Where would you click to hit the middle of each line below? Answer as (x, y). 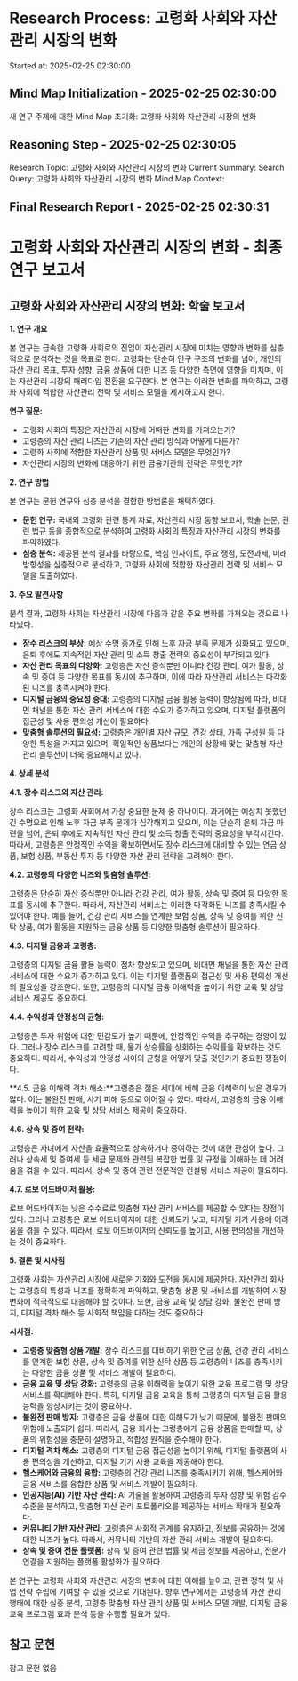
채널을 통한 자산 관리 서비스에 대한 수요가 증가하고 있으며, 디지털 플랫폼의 (159, 710)
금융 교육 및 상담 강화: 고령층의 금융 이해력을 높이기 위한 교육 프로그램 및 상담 (155, 1383)
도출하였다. (58, 575)
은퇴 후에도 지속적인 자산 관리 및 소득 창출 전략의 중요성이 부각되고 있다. (146, 654)
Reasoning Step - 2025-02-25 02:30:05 (123, 145)
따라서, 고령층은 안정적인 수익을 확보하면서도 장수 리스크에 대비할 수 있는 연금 (143, 844)
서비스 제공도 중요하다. (48, 998)
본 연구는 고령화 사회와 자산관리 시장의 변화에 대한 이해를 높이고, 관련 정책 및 (142, 1580)
